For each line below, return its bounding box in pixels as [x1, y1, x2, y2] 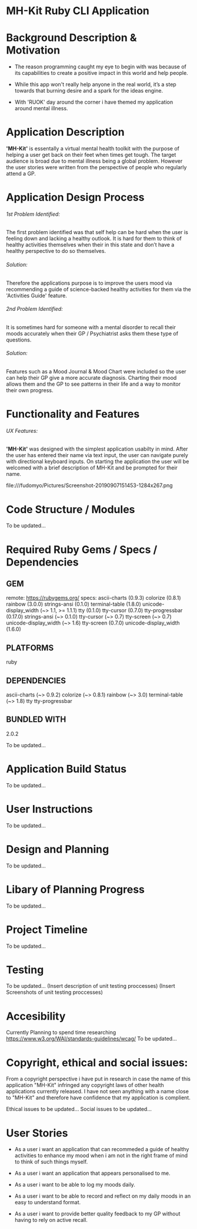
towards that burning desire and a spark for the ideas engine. [14, 87, 163, 94]
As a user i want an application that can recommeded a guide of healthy [14, 1146, 189, 1153]
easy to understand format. [14, 1199, 81, 1206]
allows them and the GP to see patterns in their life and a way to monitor [6, 380, 181, 387]
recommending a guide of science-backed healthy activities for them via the [6, 285, 191, 293]
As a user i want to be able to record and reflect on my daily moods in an [14, 1192, 191, 1200]
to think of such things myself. [14, 1158, 88, 1165]
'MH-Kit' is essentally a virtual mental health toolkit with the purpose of [6, 145, 179, 152]
